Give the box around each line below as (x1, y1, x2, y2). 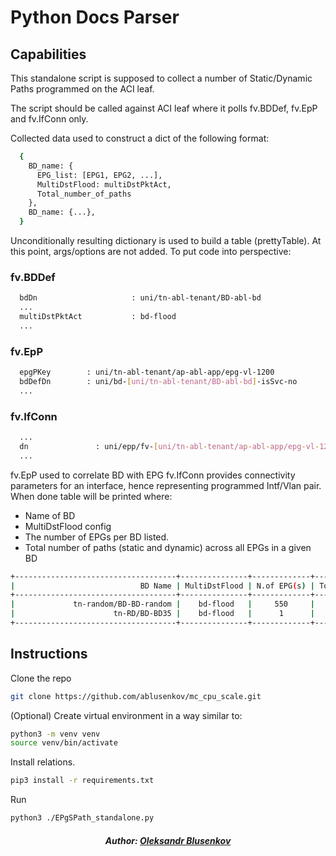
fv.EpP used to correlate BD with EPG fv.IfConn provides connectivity (10, 469, 296, 481)
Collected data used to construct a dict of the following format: (10, 132, 270, 144)
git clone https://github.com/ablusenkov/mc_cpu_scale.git (10, 691, 262, 701)
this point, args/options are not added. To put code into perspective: (10, 246, 292, 257)
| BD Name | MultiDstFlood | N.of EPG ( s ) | (10, 581, 315, 591)
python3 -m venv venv (10, 729, 101, 739)
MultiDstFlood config (24, 520, 112, 532)
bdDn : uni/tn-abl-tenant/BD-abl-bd (19, 293, 262, 303)
